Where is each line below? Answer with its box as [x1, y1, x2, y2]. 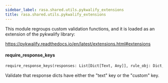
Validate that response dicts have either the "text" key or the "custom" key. [5, 72, 159, 78]
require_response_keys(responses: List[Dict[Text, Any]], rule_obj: [5, 63, 151, 68]
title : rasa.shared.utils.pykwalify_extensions [5, 12, 106, 17]
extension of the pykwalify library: [5, 31, 75, 37]
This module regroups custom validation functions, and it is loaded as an [5, 25, 155, 31]
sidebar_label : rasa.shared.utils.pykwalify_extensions [5, 7, 124, 12]
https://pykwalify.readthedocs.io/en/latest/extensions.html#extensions [5, 40, 151, 46]
